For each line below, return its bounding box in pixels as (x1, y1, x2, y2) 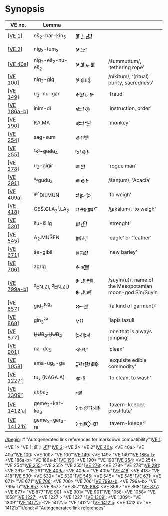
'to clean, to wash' (108, 374, 151, 381)
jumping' (108, 334, 129, 341)
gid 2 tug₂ (33, 301, 52, 310)
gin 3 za (33, 316, 49, 325)
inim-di (33, 105, 51, 112)
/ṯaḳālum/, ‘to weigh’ (108, 206, 156, 213)
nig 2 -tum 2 (33, 45, 59, 53)
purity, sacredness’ (108, 79, 154, 86)
